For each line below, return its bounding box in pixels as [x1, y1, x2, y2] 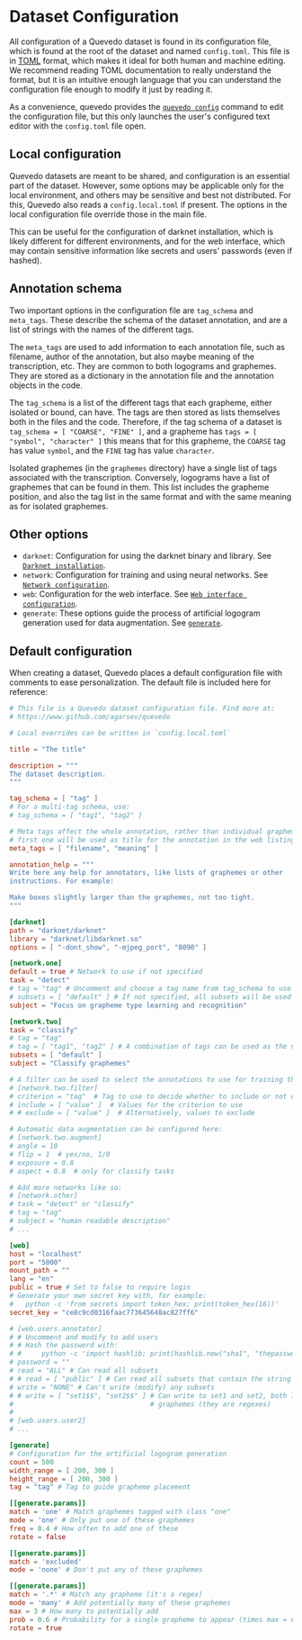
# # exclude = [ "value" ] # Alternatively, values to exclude [9, 1109, 255, 1118]
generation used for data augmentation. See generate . [22, 617, 223, 628]
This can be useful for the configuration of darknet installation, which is [9, 226, 274, 237]
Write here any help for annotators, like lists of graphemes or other [9, 869, 283, 878]
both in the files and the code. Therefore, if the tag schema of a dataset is [9, 416, 282, 427]
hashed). [9, 255, 42, 266]
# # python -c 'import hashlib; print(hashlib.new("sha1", [9, 1349, 252, 1358]
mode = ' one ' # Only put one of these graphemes [9, 1516, 195, 1525]
